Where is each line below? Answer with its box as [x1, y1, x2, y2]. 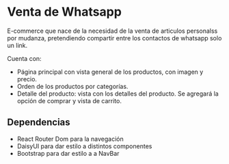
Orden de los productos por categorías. [16, 82, 129, 90]
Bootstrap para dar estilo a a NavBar [16, 149, 120, 157]
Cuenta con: [7, 54, 42, 62]
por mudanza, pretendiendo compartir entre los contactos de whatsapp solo [7, 33, 222, 42]
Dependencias [7, 117, 70, 128]
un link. [7, 41, 28, 49]
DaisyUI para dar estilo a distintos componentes [16, 141, 152, 150]
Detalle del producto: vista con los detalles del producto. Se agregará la [16, 90, 219, 98]
